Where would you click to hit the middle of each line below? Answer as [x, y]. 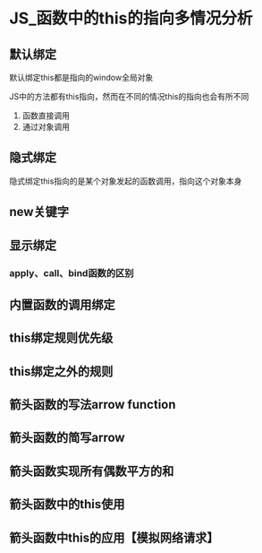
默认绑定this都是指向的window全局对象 [81, 78]
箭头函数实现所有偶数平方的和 [92, 471]
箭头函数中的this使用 [67, 504]
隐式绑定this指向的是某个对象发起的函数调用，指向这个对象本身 [126, 181]
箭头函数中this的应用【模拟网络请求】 [114, 537]
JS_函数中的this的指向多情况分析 [131, 18]
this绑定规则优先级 [61, 338]
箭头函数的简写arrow [67, 438]
